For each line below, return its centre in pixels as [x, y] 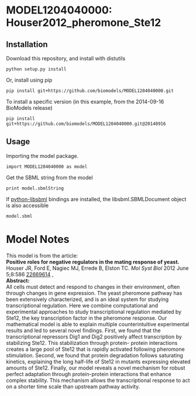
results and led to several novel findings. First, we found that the [83, 330]
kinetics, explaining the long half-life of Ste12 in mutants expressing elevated [98, 361]
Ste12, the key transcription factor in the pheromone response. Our [87, 318]
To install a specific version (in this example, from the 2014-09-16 [85, 101]
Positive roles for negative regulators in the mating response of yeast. [93, 262]
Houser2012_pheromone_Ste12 [84, 23]
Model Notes [38, 239]
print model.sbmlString [35, 188]
